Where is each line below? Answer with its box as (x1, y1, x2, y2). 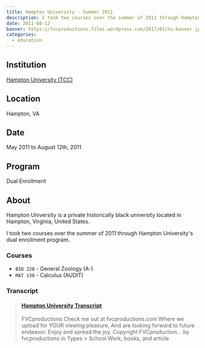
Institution (6, 60, 47, 70)
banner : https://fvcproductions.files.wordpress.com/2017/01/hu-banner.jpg (6, 26, 203, 32)
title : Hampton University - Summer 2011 (6, 9, 113, 15)
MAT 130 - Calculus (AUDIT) (15, 272, 84, 279)
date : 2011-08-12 (6, 20, 51, 26)
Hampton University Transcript (21, 302, 102, 309)
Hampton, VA (6, 110, 40, 117)
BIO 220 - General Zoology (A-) (15, 265, 93, 272)
